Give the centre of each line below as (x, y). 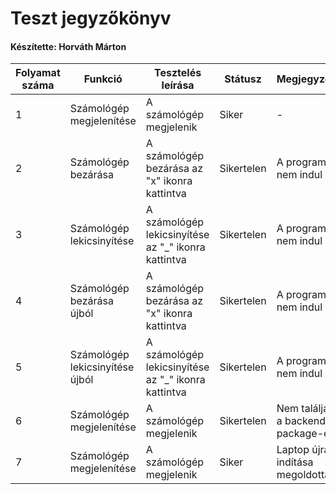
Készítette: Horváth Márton (68, 46)
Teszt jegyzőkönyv (91, 18)
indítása (295, 462)
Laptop (293, 450)
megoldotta (303, 475)
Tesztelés (178, 73)
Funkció (103, 79)
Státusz (243, 79)
